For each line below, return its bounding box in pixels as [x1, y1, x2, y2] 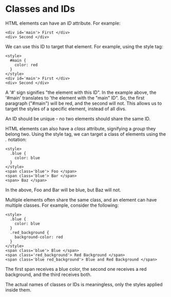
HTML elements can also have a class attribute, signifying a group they [5, 125, 156, 131]
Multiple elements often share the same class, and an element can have [5, 196, 157, 203]
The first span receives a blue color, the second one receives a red [5, 266, 147, 272]
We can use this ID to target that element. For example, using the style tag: [5, 43, 163, 49]
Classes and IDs [5, 3, 75, 15]
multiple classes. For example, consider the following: [5, 202, 119, 208]
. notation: [5, 136, 27, 143]
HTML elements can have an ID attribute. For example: [5, 20, 121, 26]
